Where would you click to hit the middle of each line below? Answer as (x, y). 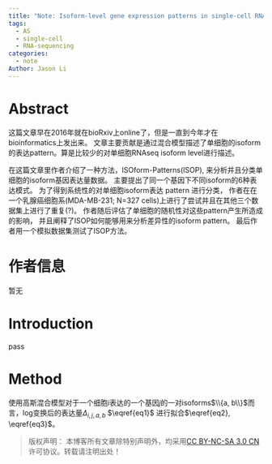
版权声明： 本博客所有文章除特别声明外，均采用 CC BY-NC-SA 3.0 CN (144, 441)
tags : (17, 24)
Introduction (51, 323)
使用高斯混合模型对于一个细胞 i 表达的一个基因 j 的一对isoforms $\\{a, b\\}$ (128, 402)
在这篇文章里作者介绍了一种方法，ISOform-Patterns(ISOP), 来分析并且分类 (132, 170)
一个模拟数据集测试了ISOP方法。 (77, 230)
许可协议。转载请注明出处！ (74, 452)
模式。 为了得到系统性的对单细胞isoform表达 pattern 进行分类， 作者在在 (136, 190)
